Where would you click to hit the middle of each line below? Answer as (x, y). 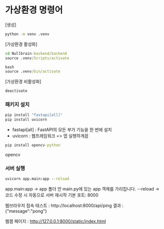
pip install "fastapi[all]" (34, 115)
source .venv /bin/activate (33, 72)
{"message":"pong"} (26, 211)
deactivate (16, 91)
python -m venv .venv (27, 34)
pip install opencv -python (33, 145)
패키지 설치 (17, 105)
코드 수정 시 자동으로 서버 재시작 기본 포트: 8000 (52, 195)
